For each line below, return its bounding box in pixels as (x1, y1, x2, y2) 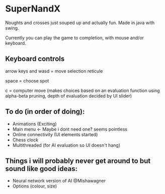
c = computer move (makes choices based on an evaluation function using (5, 87, 160, 93)
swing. (5, 25, 19, 31)
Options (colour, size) (12, 183, 57, 189)
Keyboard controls (5, 55, 65, 63)
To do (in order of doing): (5, 108, 85, 116)
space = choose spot (5, 77, 49, 83)
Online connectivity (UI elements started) (12, 131, 98, 137)
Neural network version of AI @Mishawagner (12, 178, 106, 184)
